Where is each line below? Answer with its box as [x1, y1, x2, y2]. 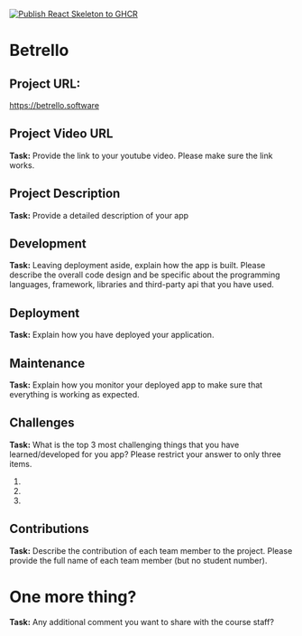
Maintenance [9, 355, 86, 370]
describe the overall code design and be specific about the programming [9, 269, 281, 280]
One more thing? [9, 586, 137, 607]
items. [9, 458, 32, 469]
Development [9, 236, 87, 252]
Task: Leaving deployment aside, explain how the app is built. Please [9, 260, 266, 271]
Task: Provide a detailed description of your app [9, 210, 189, 220]
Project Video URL [9, 126, 114, 142]
